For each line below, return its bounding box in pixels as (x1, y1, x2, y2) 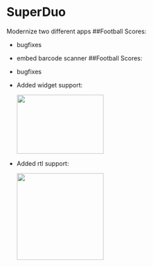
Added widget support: (16, 80, 83, 89)
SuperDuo (6, 4, 66, 20)
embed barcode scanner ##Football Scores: (16, 53, 143, 62)
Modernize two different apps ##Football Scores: (6, 27, 147, 35)
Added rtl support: (16, 159, 69, 167)
